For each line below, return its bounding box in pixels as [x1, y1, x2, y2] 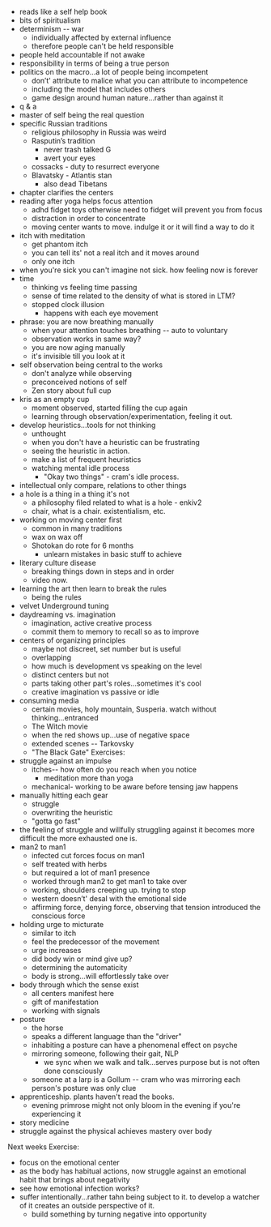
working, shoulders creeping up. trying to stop [31, 885, 187, 895]
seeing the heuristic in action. [31, 446, 130, 455]
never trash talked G [43, 145, 112, 154]
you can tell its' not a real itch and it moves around [31, 248, 200, 258]
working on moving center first [19, 515, 122, 524]
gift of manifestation [31, 997, 99, 1007]
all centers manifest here [31, 989, 115, 998]
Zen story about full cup [31, 386, 112, 395]
